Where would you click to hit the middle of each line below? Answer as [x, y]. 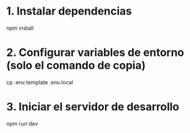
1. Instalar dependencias [69, 11]
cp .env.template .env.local [40, 82]
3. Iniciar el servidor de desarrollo [93, 107]
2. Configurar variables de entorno [95, 53]
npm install [20, 28]
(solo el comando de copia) [76, 66]
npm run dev [22, 123]
